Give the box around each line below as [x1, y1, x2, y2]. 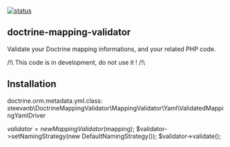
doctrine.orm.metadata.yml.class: [7, 97, 103, 105]
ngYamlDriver [7, 111, 46, 119]
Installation [7, 78, 57, 90]
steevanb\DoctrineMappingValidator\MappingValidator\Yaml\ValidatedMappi [7, 104, 224, 112]
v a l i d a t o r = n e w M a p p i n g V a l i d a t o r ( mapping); [7, 124, 135, 133]
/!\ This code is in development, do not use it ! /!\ [7, 58, 146, 66]
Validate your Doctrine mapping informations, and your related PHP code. [7, 45, 216, 53]
